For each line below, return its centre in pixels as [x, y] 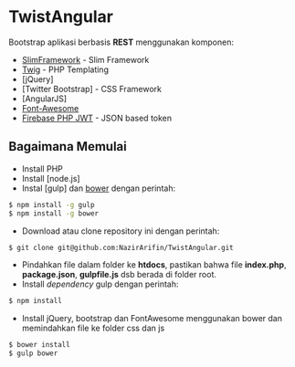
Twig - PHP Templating [65, 69]
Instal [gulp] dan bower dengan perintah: [98, 188]
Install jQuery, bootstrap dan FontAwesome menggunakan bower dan [152, 319]
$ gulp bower [33, 353]
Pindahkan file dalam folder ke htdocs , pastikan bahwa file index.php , [154, 265]
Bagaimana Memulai [68, 147]
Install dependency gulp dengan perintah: [100, 284]
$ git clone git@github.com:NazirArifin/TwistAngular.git [121, 247]
